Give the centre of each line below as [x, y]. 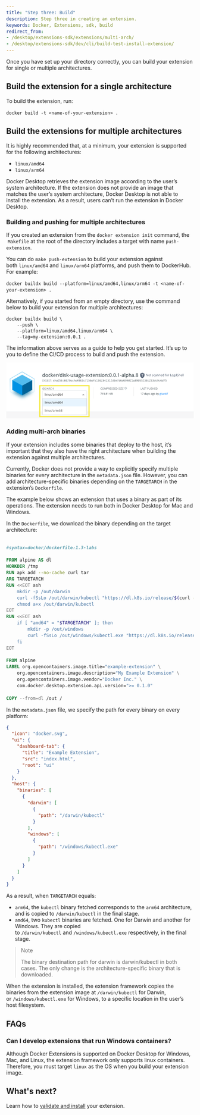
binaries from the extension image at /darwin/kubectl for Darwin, [86, 992]
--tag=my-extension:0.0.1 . [51, 337]
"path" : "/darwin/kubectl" [71, 815]
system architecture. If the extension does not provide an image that [90, 187]
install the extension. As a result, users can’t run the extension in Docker [95, 200]
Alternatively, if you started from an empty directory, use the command [93, 301]
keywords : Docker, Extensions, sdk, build [60, 25]
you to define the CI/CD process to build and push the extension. [86, 354]
